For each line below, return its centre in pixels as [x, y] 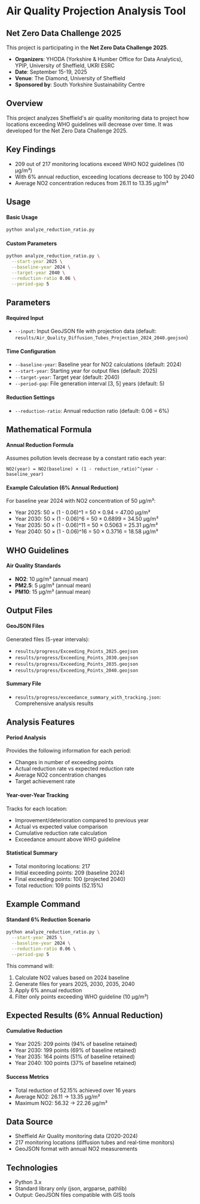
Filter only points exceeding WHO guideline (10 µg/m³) [82, 997]
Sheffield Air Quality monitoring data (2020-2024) [76, 1136]
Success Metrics [27, 1076]
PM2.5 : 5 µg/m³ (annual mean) [53, 585]
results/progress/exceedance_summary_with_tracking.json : [88, 697]
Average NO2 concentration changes [60, 775]
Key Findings [31, 150]
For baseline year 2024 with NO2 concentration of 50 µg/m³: [81, 501]
